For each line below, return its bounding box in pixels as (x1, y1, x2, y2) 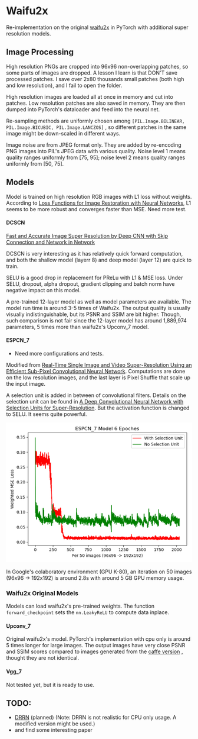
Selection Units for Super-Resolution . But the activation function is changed (6, 404, 190, 411)
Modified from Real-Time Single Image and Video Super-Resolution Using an (6, 361, 192, 368)
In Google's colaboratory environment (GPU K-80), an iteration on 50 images (6, 568, 192, 575)
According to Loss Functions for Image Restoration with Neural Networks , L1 (6, 199, 192, 206)
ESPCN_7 (6, 337, 29, 344)
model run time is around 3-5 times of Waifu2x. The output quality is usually (6, 304, 190, 311)
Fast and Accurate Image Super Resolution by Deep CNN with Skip (6, 232, 169, 239)
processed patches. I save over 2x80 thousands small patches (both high (6, 75, 184, 82)
